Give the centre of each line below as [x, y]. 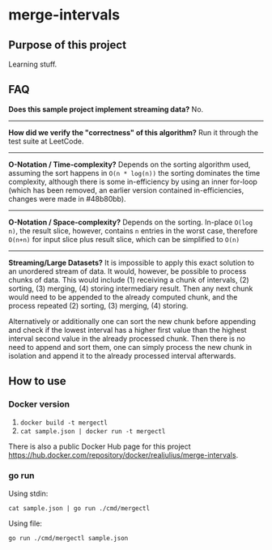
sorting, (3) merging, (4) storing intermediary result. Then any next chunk [131, 288]
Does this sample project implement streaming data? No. [106, 109]
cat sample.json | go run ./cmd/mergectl [79, 508]
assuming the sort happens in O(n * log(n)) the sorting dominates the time [134, 173]
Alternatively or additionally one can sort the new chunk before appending [132, 321]
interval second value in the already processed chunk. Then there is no [127, 339]
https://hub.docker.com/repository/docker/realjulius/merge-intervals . [123, 454]
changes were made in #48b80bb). [68, 198]
